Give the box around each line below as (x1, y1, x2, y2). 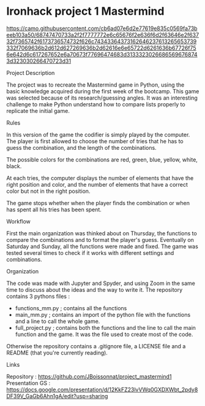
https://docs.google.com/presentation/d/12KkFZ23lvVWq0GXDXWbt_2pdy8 (6, 386, 198, 393)
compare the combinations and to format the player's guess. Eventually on (6, 236, 195, 243)
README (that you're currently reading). (6, 349, 108, 356)
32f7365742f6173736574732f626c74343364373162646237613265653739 (6, 37, 197, 45)
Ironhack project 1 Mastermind (6, 4, 165, 18)
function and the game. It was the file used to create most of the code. (15, 330, 193, 338)
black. (6, 162, 22, 170)
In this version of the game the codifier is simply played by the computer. (6, 131, 190, 138)
